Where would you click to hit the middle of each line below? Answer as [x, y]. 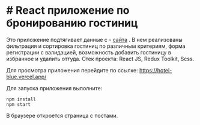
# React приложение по [68, 10]
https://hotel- [156, 70]
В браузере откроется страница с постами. [62, 115]
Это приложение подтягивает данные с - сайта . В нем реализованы [95, 39]
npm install [21, 99]
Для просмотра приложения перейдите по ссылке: [72, 70]
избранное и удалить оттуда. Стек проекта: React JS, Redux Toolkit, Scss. [100, 59]
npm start [19, 104]
